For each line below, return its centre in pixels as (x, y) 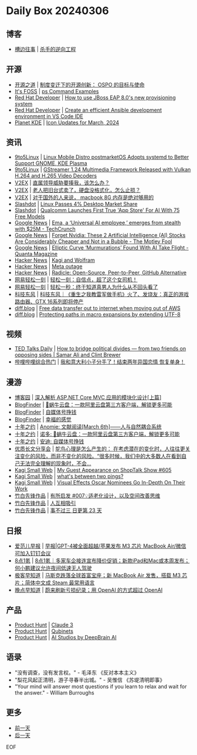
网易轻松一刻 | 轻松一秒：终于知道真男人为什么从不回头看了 (86, 287)
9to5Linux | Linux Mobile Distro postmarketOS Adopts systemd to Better (102, 157)
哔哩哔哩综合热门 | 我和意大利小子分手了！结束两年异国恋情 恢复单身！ (100, 362)
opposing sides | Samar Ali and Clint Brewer (68, 355)
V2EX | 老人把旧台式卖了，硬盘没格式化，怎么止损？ (77, 190)
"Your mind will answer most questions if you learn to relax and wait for (101, 686)
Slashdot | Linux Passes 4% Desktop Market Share (76, 204)
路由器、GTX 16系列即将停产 (49, 301)
